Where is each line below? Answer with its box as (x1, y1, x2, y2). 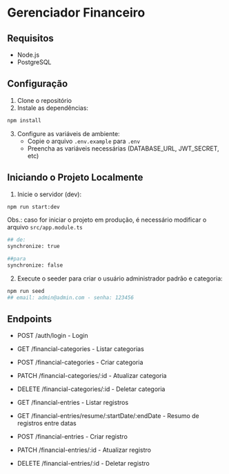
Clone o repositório (17, 96, 72, 104)
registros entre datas (17, 419, 77, 428)
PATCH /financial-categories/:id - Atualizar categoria (17, 372, 167, 380)
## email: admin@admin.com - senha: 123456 (7, 294, 135, 301)
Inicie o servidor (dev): (17, 190, 81, 198)
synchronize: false (7, 262, 63, 269)
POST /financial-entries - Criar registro (17, 433, 128, 441)
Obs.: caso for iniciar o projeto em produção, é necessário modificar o (7, 216, 207, 224)
